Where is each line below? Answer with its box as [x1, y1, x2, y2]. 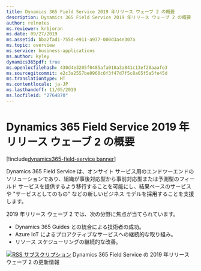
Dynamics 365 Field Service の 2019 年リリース [72, 251, 190, 258]
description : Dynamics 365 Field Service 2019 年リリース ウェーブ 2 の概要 [6, 14, 191, 20]
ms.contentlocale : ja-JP [6, 82, 68, 88]
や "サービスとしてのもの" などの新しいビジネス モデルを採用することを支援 [6, 190, 194, 197]
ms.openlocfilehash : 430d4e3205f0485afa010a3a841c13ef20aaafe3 [6, 64, 168, 71]
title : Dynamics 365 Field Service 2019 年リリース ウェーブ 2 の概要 [6, 8, 175, 15]
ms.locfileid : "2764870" [6, 92, 68, 98]
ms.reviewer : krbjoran [6, 25, 63, 32]
